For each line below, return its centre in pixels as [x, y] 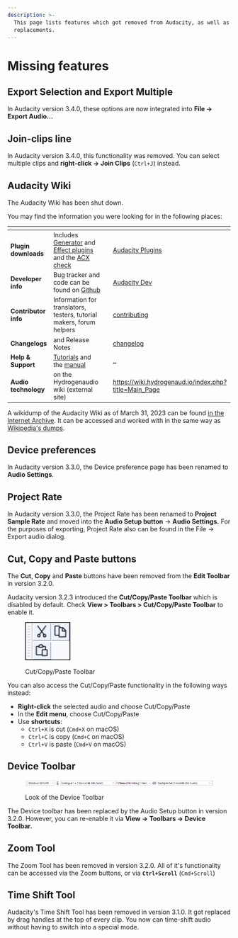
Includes [66, 234]
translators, [69, 307]
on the [62, 374]
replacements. [34, 30]
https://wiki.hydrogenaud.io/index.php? [170, 382]
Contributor [28, 311]
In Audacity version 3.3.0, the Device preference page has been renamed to [118, 467]
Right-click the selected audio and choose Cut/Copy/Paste [104, 706]
